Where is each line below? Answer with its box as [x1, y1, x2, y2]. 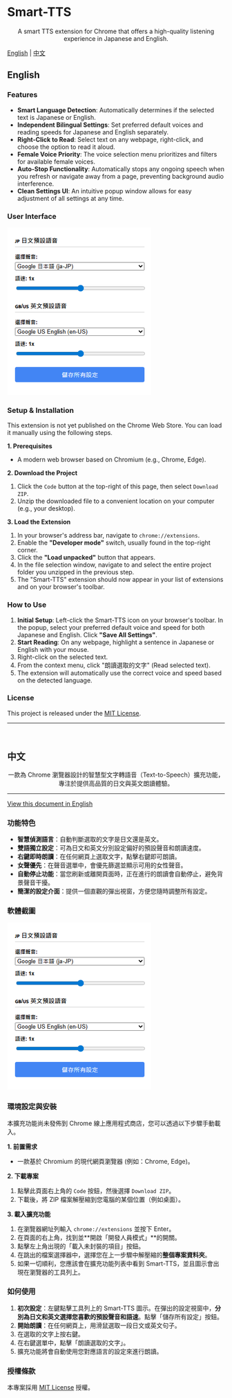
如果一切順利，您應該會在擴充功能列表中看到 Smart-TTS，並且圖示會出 [17, 1259, 220, 1268]
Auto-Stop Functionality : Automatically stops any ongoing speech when [17, 164, 225, 173]
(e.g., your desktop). [17, 504, 76, 513]
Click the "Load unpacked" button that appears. [17, 554, 155, 562]
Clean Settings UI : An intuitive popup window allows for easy [17, 186, 192, 195]
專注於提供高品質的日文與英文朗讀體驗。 [58, 779, 174, 787]
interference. [17, 179, 55, 188]
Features [7, 90, 38, 100]
